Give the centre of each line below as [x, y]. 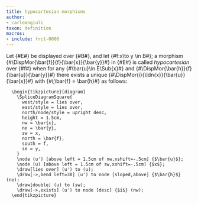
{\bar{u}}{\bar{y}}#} [31, 75]
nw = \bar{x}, [39, 123]
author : [16, 17]
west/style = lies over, [52, 102]
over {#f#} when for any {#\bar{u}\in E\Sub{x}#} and [70, 68]
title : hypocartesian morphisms [46, 12]
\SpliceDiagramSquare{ [45, 97]
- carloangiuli [25, 22]
